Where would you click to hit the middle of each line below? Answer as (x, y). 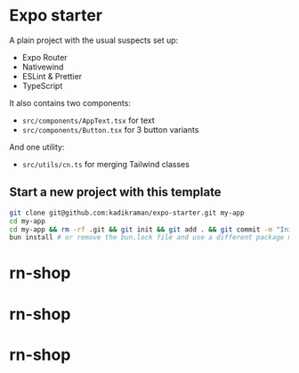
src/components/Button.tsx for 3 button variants (110, 129)
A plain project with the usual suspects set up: (94, 40)
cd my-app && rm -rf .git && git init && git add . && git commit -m (141, 229)
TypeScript (42, 85)
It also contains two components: (70, 102)
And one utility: (37, 147)
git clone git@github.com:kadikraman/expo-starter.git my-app (127, 213)
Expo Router (45, 57)
